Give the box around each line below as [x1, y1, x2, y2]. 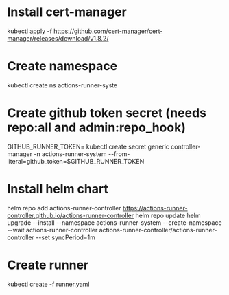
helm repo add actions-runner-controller [7, 204, 121, 212]
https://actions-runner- [122, 204, 188, 212]
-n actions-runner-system [34, 149, 108, 158]
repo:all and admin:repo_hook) [7, 120, 186, 135]
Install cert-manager [7, 4, 127, 20]
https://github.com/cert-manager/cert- [53, 27, 163, 35]
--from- [108, 149, 130, 158]
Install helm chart [7, 182, 108, 197]
